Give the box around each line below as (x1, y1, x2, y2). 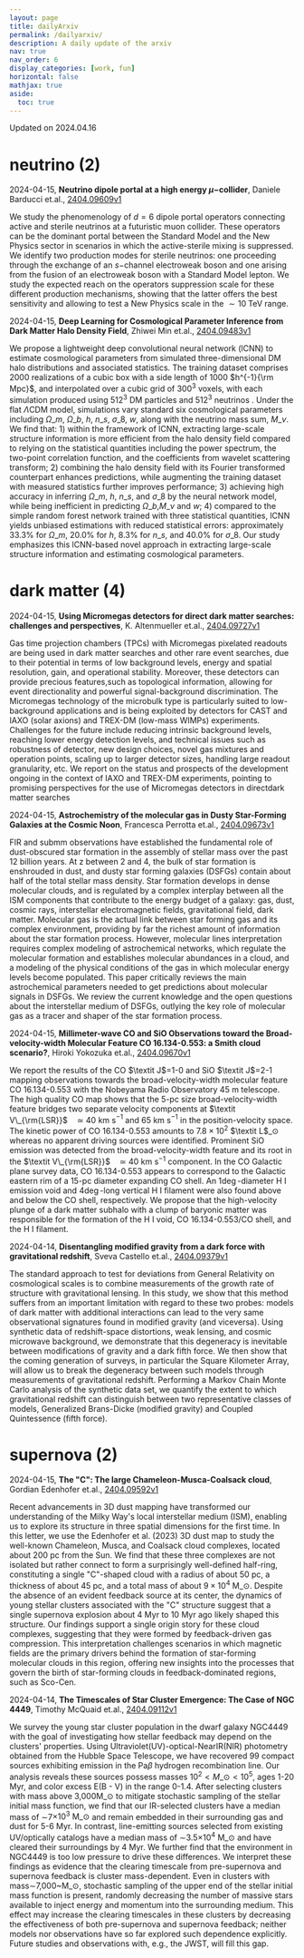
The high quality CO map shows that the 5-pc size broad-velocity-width (9, 1093, 278, 1104)
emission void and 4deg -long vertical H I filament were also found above (9, 1185, 282, 1196)
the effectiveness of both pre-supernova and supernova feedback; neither (9, 1919, 287, 1930)
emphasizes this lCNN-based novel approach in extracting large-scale (9, 539, 271, 550)
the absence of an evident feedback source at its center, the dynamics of (9, 1590, 282, 1601)
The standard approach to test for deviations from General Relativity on (9, 1268, 275, 1279)
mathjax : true (9, 81, 63, 90)
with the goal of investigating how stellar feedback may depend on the (9, 1731, 272, 1742)
